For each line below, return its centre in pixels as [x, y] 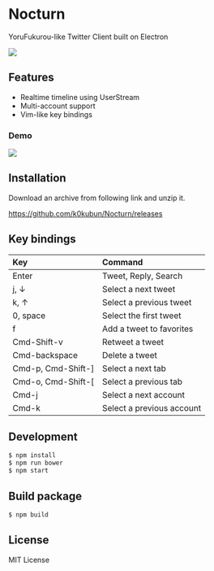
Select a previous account [151, 408]
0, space [29, 316]
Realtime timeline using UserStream [80, 97]
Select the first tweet [141, 316]
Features [31, 78]
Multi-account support [58, 106]
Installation [37, 179]
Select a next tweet [139, 289]
